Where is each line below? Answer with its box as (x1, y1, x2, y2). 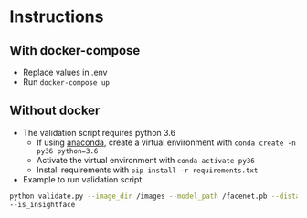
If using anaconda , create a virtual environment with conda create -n (36, 137, 297, 148)
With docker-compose (9, 43, 141, 58)
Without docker (9, 103, 101, 119)
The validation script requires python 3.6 (22, 127, 176, 138)
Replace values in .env (22, 67, 108, 78)
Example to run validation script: (22, 173, 144, 184)
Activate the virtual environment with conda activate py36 (36, 154, 256, 165)
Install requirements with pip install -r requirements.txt (36, 164, 259, 175)
